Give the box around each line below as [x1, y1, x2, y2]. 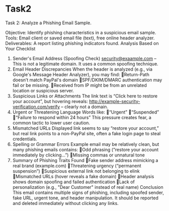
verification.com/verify [12, 103, 60, 110]
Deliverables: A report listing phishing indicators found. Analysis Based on [5, 40, 159, 46]
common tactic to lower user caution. [12, 120, 90, 126]
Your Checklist [5, 45, 36, 51]
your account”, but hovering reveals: [12, 98, 88, 104]
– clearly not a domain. [61, 103, 108, 110]
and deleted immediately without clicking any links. [12, 200, 119, 206]
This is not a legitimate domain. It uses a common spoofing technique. [12, 61, 159, 67]
